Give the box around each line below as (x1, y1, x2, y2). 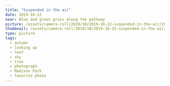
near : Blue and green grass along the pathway (5, 17, 105, 22)
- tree (10, 59, 24, 64)
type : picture (5, 31, 35, 36)
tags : (5, 36, 17, 41)
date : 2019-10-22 (5, 12, 42, 17)
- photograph (10, 64, 37, 69)
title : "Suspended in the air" (5, 7, 71, 13)
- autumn (10, 40, 28, 46)
